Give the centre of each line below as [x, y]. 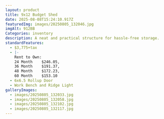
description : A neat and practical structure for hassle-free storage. [82, 38]
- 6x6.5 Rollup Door [31, 81]
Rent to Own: [28, 57]
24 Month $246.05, [37, 62]
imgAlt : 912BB [20, 29]
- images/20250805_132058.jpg [42, 99]
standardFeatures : [25, 43]
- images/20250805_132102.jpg [42, 104]
